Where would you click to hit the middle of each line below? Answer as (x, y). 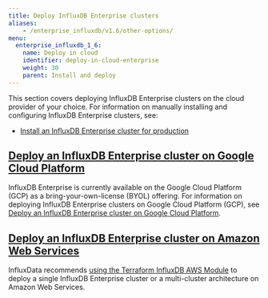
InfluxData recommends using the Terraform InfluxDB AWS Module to (123, 270)
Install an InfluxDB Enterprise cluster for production (104, 131)
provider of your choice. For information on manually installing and (118, 107)
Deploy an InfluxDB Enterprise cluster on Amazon (134, 238)
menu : (17, 38)
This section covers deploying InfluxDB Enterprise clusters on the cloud (126, 98)
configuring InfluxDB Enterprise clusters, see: (83, 115)
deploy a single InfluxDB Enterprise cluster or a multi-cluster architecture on (134, 279)
